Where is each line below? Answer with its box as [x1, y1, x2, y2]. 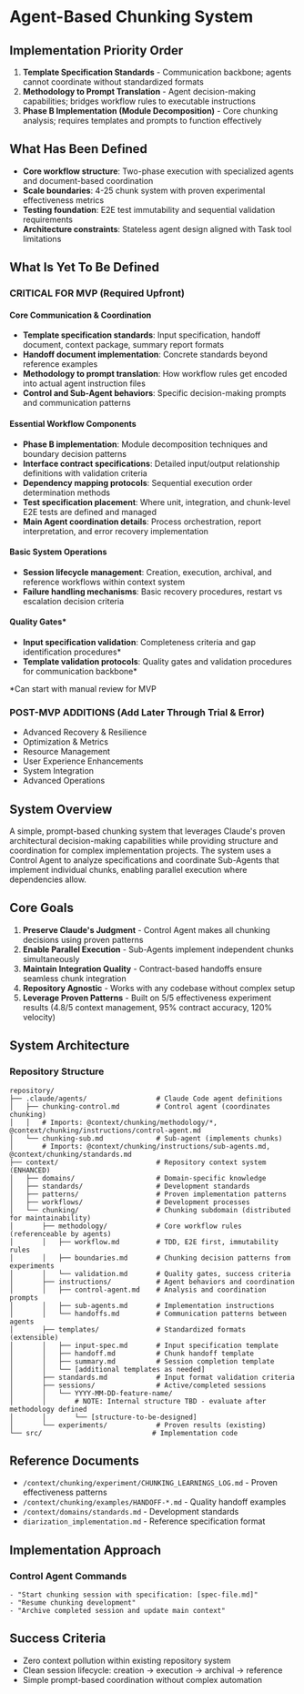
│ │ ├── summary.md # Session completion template [9, 1356, 275, 1366]
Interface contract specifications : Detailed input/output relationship [22, 458, 280, 469]
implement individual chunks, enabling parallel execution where [9, 865, 248, 876]
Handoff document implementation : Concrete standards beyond [22, 349, 269, 360]
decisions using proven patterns [22, 934, 144, 945]
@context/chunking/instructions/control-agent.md [9, 1126, 202, 1135]
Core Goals [9, 900, 75, 916]
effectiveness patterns [22, 1486, 107, 1498]
